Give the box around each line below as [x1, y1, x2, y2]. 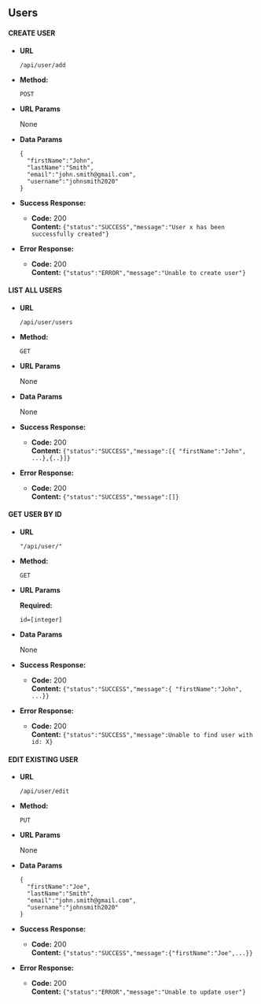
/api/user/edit [19, 787, 70, 795]
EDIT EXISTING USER [8, 754, 79, 764]
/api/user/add [19, 61, 66, 69]
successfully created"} [31, 230, 110, 238]
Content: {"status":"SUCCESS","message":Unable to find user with [31, 730, 253, 739]
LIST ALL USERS [8, 285, 63, 295]
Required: [19, 601, 53, 610]
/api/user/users [19, 318, 73, 326]
